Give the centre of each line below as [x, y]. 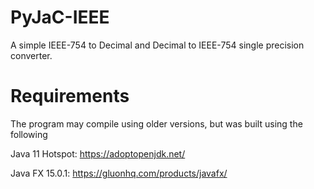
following [29, 134]
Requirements [70, 96]
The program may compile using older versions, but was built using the [156, 123]
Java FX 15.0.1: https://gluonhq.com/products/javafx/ [119, 173]
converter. [31, 55]
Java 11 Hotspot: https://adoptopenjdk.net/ [98, 153]
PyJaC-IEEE [60, 17]
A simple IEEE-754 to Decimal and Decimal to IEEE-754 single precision [157, 45]
